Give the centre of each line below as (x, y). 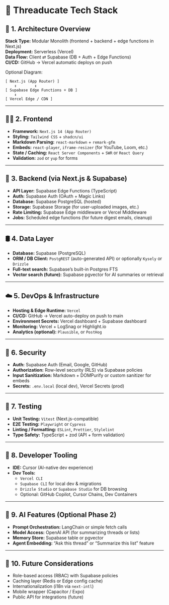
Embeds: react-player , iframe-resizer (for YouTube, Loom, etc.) (80, 147)
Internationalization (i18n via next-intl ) (53, 586)
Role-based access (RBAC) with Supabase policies (65, 576)
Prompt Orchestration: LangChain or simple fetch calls (70, 527)
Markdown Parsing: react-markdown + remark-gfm (64, 142)
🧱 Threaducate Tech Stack (62, 10)
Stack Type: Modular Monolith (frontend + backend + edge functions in (79, 41)
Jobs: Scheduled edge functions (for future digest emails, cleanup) (82, 217)
